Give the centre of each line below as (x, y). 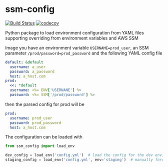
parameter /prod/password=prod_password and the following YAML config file (84, 53)
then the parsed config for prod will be (45, 104)
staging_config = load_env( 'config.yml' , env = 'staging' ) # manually (79, 160)
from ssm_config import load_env (40, 146)
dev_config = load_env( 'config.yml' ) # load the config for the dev (79, 155)
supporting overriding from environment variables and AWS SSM (72, 38)
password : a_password (32, 71)
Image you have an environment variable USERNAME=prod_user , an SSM (77, 47)
